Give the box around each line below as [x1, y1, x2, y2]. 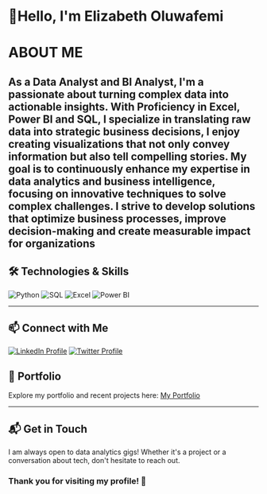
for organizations [8, 236, 95, 250]
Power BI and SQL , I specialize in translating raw [8, 112, 251, 126]
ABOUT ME [8, 44, 83, 62]
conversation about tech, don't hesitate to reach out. [8, 456, 180, 465]
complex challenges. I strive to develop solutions [8, 199, 256, 213]
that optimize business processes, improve [8, 212, 226, 225]
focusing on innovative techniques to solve [8, 187, 226, 200]
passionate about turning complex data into [8, 88, 229, 101]
